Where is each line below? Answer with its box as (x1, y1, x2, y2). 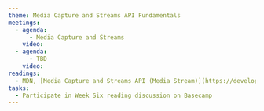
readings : (8, 70, 41, 77)
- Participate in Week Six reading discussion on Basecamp (15, 91, 213, 99)
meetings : (8, 19, 41, 27)
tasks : (8, 84, 30, 92)
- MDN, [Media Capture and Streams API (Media (15, 77, 170, 84)
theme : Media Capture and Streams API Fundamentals (8, 11, 181, 20)
